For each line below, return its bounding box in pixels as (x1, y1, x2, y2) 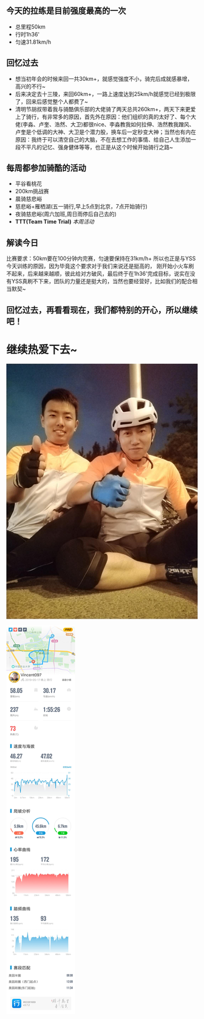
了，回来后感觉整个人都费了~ (15, 98, 89, 105)
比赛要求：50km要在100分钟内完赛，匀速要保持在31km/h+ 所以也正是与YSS (6, 255, 196, 262)
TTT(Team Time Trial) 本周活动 (15, 218, 95, 225)
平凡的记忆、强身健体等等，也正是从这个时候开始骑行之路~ (25, 143, 174, 151)
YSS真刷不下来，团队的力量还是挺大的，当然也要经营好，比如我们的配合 (11, 278, 192, 285)
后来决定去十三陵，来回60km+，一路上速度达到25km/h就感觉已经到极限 (15, 90, 196, 97)
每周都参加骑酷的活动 (6, 163, 86, 173)
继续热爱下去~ (6, 343, 78, 357)
